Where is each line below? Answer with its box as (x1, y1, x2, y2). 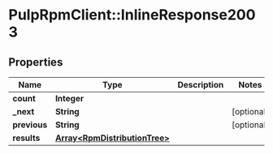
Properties (8, 55, 63, 69)
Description (177, 79, 224, 90)
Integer (55, 93, 84, 104)
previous (12, 119, 48, 130)
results (12, 132, 41, 143)
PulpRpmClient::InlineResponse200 (8, 6, 256, 24)
